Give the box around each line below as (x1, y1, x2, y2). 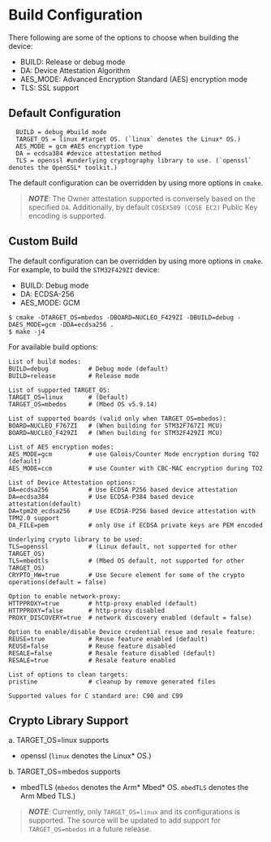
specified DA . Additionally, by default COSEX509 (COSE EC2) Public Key (28, 202, 258, 212)
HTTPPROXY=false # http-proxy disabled (8, 606, 165, 614)
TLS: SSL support (19, 83, 80, 93)
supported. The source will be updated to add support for (28, 815, 222, 826)
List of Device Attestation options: (8, 478, 136, 487)
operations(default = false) (8, 578, 107, 586)
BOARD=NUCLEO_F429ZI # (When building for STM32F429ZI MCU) (8, 428, 223, 436)
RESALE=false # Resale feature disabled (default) (8, 649, 217, 658)
